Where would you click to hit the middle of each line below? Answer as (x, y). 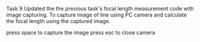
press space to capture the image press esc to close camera (81, 33)
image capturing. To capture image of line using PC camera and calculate (96, 15)
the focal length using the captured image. (58, 21)
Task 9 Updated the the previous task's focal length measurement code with (100, 9)
